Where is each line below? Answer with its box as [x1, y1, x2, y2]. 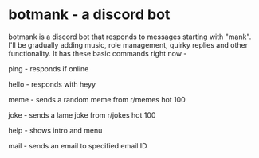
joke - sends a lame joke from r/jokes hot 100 [8, 110, 156, 120]
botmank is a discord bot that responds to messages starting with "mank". [8, 32, 252, 41]
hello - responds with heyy [8, 79, 96, 89]
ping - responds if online [8, 64, 89, 73]
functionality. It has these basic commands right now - [8, 48, 187, 58]
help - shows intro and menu [8, 125, 103, 135]
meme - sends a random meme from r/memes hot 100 [8, 94, 186, 104]
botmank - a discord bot [8, 6, 171, 24]
